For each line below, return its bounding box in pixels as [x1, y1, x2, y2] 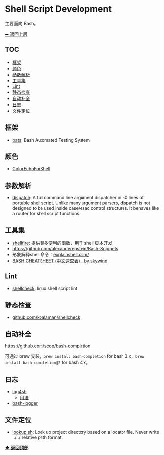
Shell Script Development [5, 3, 112, 15]
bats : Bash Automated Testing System [12, 137, 90, 143]
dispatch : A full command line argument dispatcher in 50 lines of [12, 195, 144, 201]
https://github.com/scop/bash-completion [5, 343, 91, 349]
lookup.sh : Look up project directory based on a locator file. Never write [12, 429, 159, 435]
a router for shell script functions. [12, 211, 81, 217]
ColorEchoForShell [12, 166, 51, 172]
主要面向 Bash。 [5, 20, 39, 26]
